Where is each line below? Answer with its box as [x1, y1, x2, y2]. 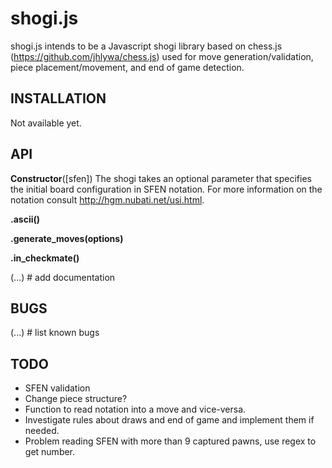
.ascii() [10, 213, 41, 225]
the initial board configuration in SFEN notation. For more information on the [10, 183, 323, 195]
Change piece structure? [24, 393, 128, 405]
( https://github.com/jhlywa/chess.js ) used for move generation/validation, [10, 50, 314, 62]
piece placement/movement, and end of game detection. [10, 61, 245, 73]
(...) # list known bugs [10, 327, 100, 339]
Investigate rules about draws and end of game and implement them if [24, 414, 315, 426]
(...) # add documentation [10, 271, 116, 283]
